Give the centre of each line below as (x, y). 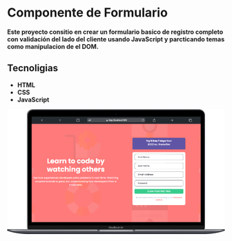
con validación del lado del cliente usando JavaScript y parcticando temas (116, 39)
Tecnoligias (33, 68)
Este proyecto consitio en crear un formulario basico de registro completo (115, 32)
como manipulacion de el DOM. (53, 46)
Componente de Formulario (87, 13)
